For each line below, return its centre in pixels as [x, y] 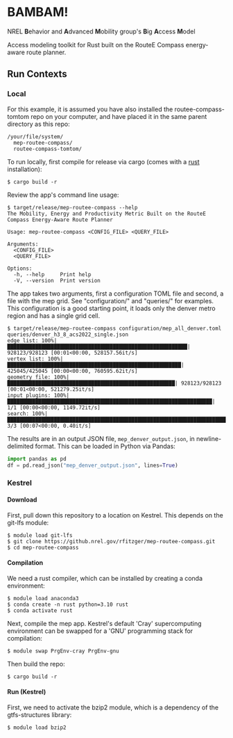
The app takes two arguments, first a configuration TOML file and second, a [115, 294]
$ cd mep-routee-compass [43, 547]
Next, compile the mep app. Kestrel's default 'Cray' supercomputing [105, 623]
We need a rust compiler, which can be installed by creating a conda [105, 578]
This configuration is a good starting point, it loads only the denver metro [112, 308]
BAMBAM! [38, 12]
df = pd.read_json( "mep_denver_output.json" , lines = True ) [93, 465]
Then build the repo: [36, 664]
